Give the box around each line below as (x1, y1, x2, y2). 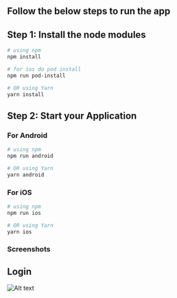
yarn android (7, 171, 45, 178)
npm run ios (7, 209, 41, 216)
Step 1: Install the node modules (7, 29, 146, 41)
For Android (7, 130, 48, 140)
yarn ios (7, 228, 32, 236)
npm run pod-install (7, 72, 67, 79)
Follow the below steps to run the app (7, 5, 171, 17)
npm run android (7, 152, 54, 160)
